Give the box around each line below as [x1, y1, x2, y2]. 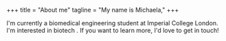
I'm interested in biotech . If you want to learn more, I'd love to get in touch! [6, 27, 219, 34]
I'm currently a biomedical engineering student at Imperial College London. [6, 19, 218, 27]
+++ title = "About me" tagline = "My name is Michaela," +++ [6, 6, 179, 14]
